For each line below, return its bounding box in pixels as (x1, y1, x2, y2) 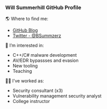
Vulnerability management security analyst (12, 93, 102, 99)
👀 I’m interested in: (5, 42, 44, 49)
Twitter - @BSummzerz (12, 33, 62, 39)
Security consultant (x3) (12, 87, 63, 94)
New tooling (12, 63, 38, 69)
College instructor (12, 98, 50, 104)
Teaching (12, 68, 32, 74)
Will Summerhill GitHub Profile (5, 4, 82, 11)
